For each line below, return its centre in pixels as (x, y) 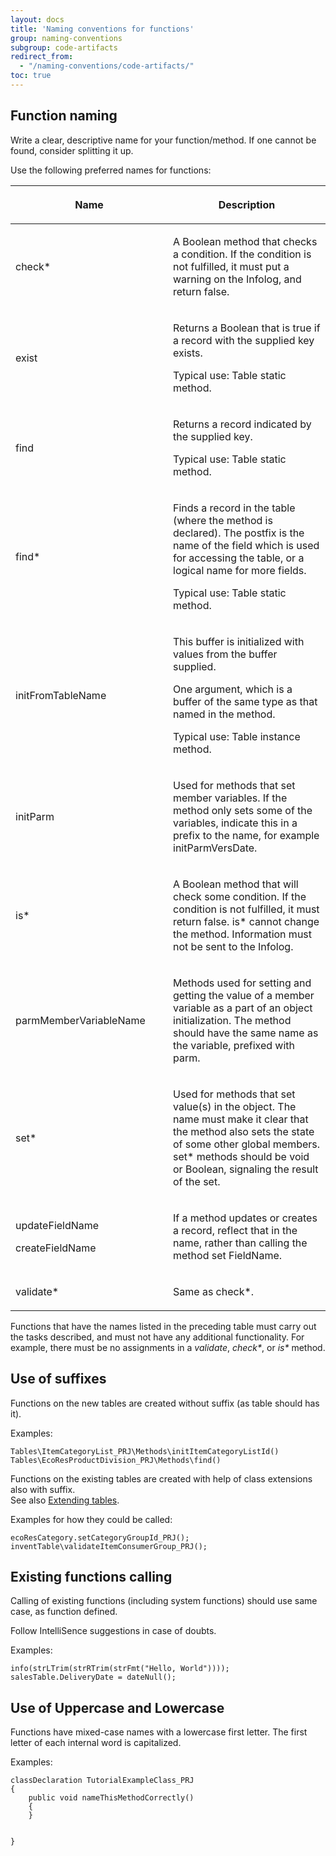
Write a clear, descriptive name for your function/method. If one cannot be (163, 140)
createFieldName (56, 1248)
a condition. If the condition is (242, 254)
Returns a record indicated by (242, 424)
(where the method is (223, 520)
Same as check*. (214, 1291)
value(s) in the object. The (235, 1106)
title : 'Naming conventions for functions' (102, 29)
